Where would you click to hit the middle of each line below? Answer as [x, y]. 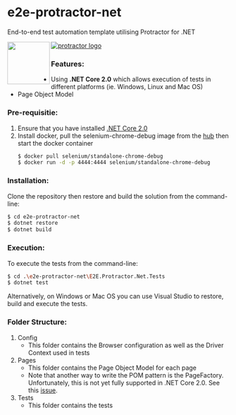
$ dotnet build [30, 230]
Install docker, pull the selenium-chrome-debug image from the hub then [123, 136]
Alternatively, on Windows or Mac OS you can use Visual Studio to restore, [116, 296]
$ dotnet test [28, 283]
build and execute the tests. [48, 304]
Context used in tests [59, 352]
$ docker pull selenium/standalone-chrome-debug [90, 156]
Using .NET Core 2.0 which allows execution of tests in [131, 79]
